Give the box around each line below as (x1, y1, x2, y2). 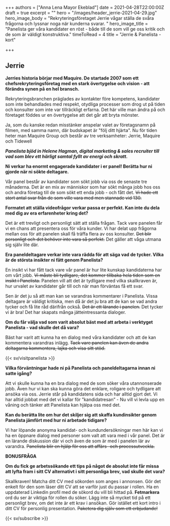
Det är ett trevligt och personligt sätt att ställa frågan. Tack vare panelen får (5, 220, 162, 226)
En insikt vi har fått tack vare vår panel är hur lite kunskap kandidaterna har (5, 267, 162, 273)
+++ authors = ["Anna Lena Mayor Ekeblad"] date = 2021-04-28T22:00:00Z (5, 5, 164, 10)
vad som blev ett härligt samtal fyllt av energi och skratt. (5, 153, 128, 160)
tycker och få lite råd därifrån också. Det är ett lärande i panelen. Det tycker (5, 303, 163, 310)
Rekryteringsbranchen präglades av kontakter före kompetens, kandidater (5, 95, 160, 101)
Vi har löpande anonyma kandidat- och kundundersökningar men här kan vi (5, 427, 163, 433)
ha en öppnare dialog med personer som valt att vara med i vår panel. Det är (5, 432, 165, 438)
